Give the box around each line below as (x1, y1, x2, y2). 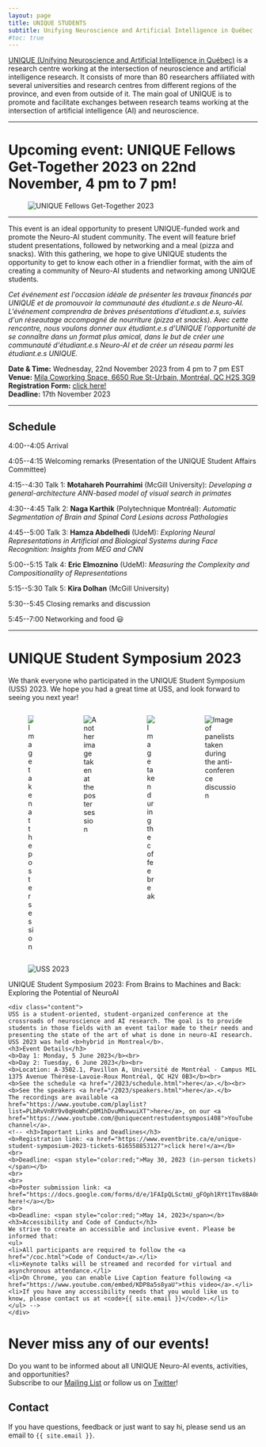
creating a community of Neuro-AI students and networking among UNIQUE (8, 266, 256, 276)
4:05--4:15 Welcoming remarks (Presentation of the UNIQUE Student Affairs (8, 457, 256, 465)
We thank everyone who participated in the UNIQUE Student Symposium (8, 676, 245, 685)
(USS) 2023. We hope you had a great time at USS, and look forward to (8, 683, 240, 694)
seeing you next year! (8, 692, 79, 702)
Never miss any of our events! (8, 1335, 210, 1353)
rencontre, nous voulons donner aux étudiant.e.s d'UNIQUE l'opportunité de (8, 323, 256, 333)
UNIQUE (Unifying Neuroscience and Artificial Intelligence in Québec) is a (8, 56, 249, 65)
